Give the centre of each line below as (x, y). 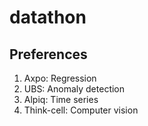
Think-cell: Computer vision (81, 110)
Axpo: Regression (60, 78)
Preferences (48, 54)
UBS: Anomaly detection (74, 89)
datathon (48, 17)
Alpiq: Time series (61, 99)
